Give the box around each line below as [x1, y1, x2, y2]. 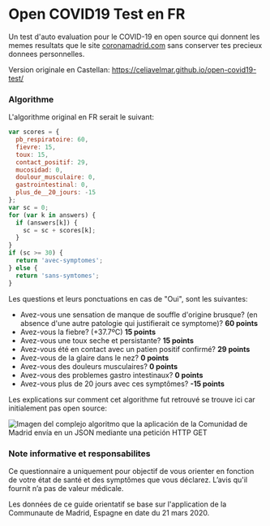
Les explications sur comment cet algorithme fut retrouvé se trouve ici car [8, 394, 255, 404]
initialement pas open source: [8, 403, 108, 413]
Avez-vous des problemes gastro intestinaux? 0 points [19, 370, 204, 380]
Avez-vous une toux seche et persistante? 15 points [19, 335, 195, 346]
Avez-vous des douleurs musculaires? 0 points [19, 361, 178, 371]
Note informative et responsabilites [8, 448, 151, 459]
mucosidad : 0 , [15, 166, 63, 174]
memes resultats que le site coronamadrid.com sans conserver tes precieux [8, 40, 263, 50]
